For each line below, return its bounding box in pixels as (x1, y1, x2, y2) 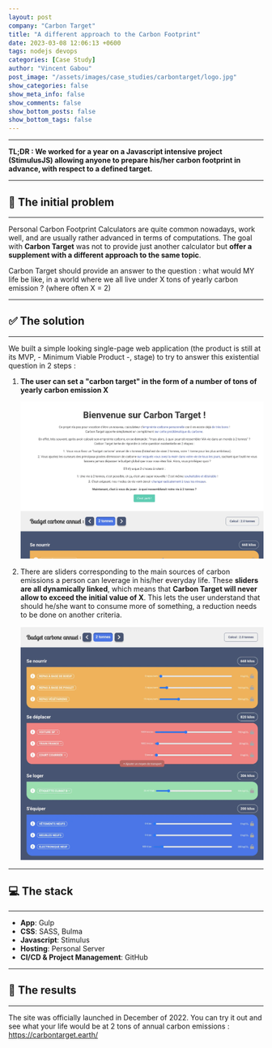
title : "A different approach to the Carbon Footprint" (8, 30, 201, 38)
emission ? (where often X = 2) (8, 282, 112, 292)
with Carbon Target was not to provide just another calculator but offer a (8, 241, 253, 251)
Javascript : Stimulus (19, 934, 91, 945)
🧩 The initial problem (8, 195, 115, 209)
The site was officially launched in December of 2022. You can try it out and (8, 1012, 262, 1022)
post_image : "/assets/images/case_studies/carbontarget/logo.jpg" (8, 73, 237, 81)
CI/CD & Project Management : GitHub (19, 952, 148, 962)
